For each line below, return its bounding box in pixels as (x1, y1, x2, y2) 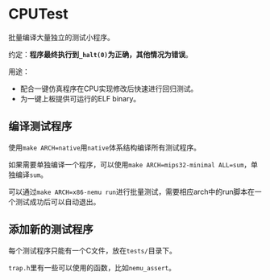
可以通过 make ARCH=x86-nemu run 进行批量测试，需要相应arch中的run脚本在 (8, 187, 255, 196)
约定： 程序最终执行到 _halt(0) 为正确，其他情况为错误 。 (8, 49, 193, 59)
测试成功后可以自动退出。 (15, 196, 101, 206)
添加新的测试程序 (8, 223, 93, 237)
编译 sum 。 (15, 170, 48, 179)
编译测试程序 (8, 120, 73, 134)
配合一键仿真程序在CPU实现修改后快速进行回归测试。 (19, 84, 198, 93)
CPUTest (8, 5, 69, 23)
